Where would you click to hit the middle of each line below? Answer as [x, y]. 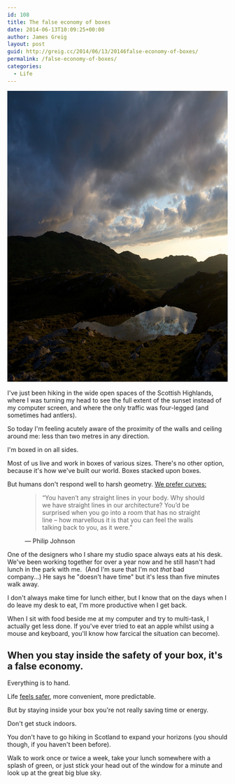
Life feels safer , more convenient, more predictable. [81, 697]
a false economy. [45, 666]
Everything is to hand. [39, 683]
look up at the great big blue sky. [55, 773]
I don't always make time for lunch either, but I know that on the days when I [117, 597]
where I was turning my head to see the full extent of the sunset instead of [114, 400]
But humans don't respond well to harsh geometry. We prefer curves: [107, 484]
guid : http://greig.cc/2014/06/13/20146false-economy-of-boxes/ [103, 52]
